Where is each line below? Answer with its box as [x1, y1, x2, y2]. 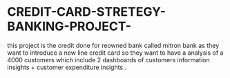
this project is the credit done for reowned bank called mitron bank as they [7, 41, 220, 49]
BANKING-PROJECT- [7, 18, 131, 34]
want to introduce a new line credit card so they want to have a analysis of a [7, 49, 224, 57]
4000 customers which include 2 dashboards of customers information [7, 55, 210, 64]
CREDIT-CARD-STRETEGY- [7, 4, 166, 20]
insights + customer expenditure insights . [7, 63, 126, 71]
